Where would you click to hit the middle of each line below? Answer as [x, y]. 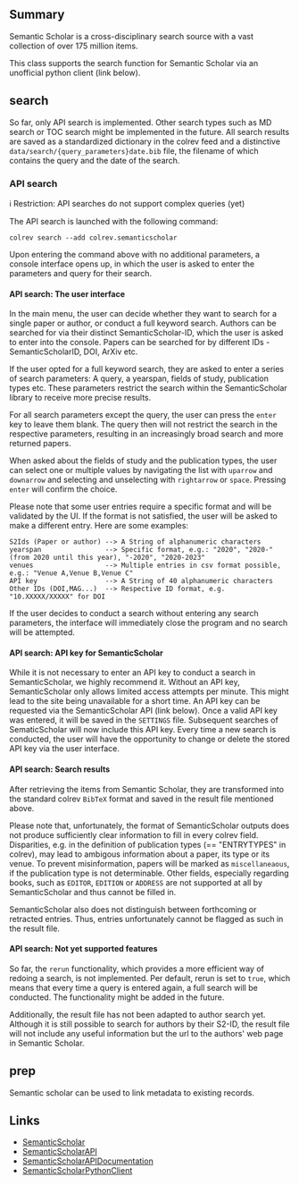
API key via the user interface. [65, 749]
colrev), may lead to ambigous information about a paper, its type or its [140, 854]
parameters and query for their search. [81, 273]
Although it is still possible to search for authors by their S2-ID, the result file [149, 1024]
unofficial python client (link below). [75, 72]
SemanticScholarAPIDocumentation [87, 1161]
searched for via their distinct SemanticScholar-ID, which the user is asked [146, 333]
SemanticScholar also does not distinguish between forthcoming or [133, 909]
